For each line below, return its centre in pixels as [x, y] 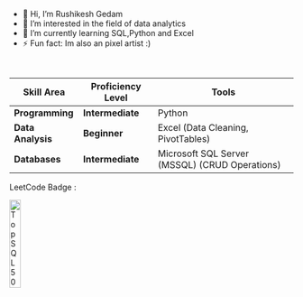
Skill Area [44, 92]
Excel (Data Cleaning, [203, 128]
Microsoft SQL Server [203, 153]
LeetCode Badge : [43, 187]
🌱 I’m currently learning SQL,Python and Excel [108, 33]
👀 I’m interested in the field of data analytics [104, 23]
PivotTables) [184, 139]
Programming [44, 113]
